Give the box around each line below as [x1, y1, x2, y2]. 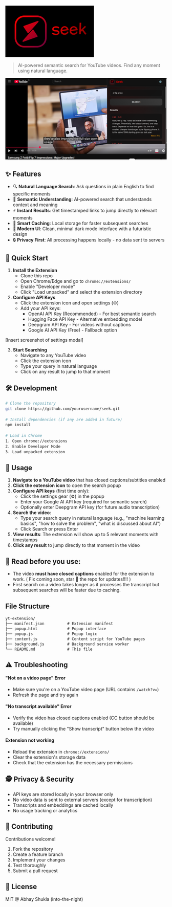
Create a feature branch [12, 851, 63, 857]
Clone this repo [20, 273, 53, 279]
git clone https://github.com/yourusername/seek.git [5, 406, 120, 411]
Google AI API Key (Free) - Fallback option [28, 327, 118, 333]
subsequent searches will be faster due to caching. [12, 587, 121, 593]
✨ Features [5, 169, 41, 178]
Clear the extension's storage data [12, 754, 86, 760]
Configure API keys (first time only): [12, 488, 90, 494]
